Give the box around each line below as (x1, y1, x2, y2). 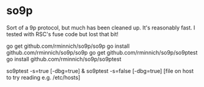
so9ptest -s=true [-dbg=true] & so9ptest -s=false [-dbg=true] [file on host (6, 67, 194, 74)
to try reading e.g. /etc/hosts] (6, 74, 81, 81)
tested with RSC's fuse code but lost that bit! (6, 30, 119, 37)
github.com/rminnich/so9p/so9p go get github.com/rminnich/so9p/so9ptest (6, 48, 198, 56)
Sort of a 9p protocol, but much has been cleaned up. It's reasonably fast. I (6, 24, 195, 31)
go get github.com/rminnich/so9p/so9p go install (6, 42, 130, 50)
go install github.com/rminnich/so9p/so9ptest (6, 55, 122, 62)
